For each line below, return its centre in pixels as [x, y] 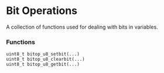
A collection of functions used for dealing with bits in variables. [82, 27]
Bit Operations [42, 11]
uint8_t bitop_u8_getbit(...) [43, 65]
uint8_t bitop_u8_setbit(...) [43, 54]
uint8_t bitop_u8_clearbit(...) [45, 60]
